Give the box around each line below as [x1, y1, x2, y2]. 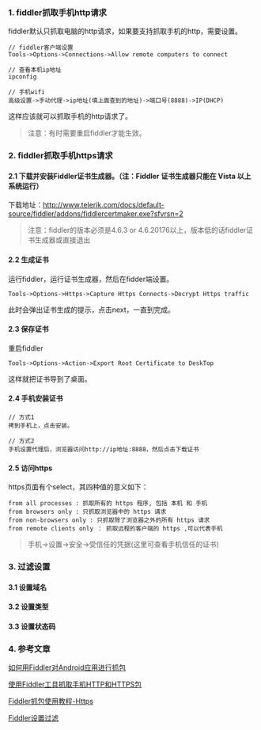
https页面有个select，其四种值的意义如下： [8, 482, 149, 492]
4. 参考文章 [8, 643, 51, 654]
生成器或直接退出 [34, 235, 91, 245]
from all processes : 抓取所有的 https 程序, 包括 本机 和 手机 [8, 500, 208, 508]
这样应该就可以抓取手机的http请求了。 [8, 112, 133, 121]
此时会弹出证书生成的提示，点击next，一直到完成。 [8, 305, 176, 314]
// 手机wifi [8, 89, 45, 97]
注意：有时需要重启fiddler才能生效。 [27, 128, 146, 138]
